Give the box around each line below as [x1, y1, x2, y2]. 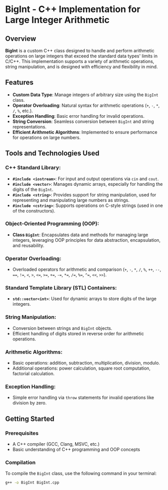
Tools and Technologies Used [5, 149, 99, 158]
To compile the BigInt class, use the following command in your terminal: [5, 470, 157, 476]
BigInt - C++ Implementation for [5, 4, 140, 15]
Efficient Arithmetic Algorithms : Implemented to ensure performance [12, 129, 157, 135]
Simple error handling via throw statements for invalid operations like [12, 394, 154, 401]
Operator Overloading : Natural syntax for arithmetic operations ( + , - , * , [12, 102, 160, 108]
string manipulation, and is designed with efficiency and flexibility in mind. [5, 64, 158, 69]
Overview [5, 34, 37, 43]
